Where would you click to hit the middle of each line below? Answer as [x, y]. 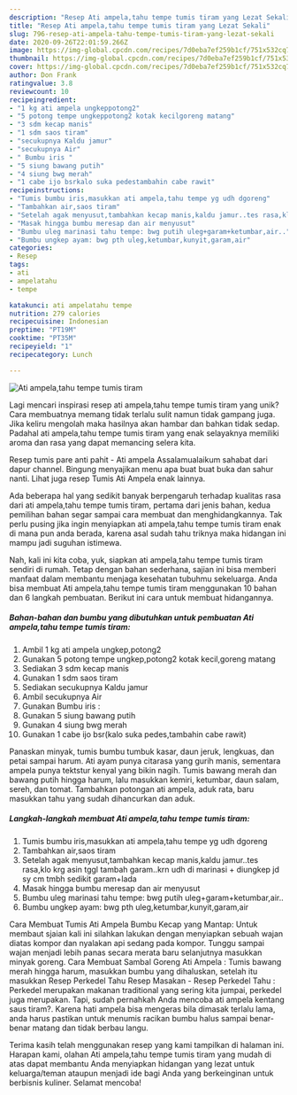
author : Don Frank [43, 75]
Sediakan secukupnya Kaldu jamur [85, 687]
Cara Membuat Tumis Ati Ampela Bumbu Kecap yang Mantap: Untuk [133, 924]
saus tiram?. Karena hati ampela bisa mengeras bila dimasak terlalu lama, [142, 1009]
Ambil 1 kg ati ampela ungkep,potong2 [91, 649]
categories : [31, 248]
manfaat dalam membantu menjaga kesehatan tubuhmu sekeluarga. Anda [143, 579]
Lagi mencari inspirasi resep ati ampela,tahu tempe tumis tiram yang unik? [145, 405]
